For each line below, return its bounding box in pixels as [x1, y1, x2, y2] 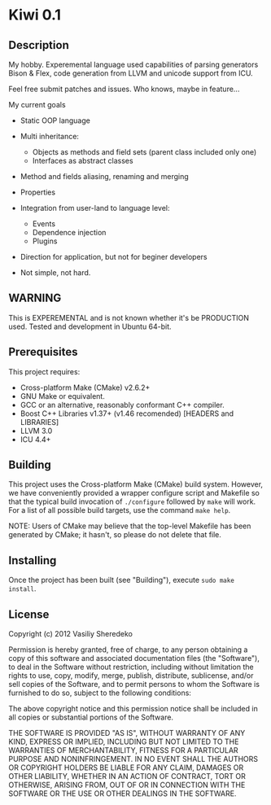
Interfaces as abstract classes [32, 156, 133, 165]
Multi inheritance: [20, 132, 80, 141]
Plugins [32, 236, 58, 246]
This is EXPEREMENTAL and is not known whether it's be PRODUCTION [8, 313, 250, 322]
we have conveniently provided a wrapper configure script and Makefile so [8, 488, 260, 498]
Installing [8, 553, 57, 567]
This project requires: [8, 366, 81, 376]
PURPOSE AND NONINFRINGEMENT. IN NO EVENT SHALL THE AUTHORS [8, 755, 259, 764]
